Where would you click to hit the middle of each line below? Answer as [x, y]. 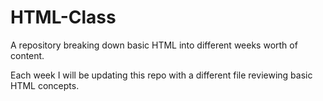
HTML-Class [63, 17]
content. [27, 55]
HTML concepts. [45, 85]
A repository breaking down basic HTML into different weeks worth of [154, 45]
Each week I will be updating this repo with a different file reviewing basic [161, 75]
